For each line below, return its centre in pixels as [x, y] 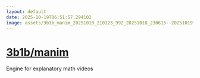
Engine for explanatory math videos [50, 68]
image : [14, 23]
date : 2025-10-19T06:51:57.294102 [49, 17]
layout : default [26, 12]
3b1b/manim [37, 52]
